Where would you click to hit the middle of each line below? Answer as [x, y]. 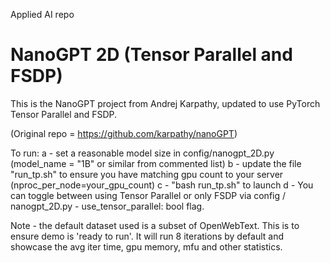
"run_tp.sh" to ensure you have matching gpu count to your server [147, 174]
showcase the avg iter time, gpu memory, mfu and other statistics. [146, 246]
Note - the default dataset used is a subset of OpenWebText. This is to [155, 225]
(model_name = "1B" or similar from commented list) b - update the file [156, 163]
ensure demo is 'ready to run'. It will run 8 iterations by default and [147, 236]
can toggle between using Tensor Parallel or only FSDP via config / [148, 195]
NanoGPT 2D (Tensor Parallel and [151, 55]
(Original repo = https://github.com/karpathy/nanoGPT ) [124, 133]
